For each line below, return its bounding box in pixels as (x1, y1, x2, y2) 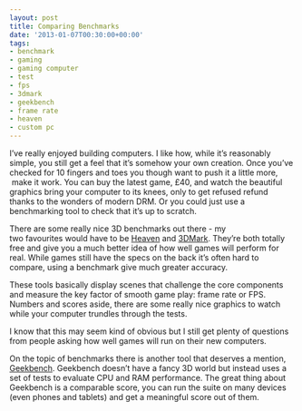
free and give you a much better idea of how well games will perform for (9, 242, 279, 253)
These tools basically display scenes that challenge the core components (9, 279, 284, 290)
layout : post (9, 13, 59, 23)
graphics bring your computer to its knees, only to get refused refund (9, 187, 269, 197)
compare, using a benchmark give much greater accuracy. (9, 262, 229, 272)
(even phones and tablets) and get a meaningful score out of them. (9, 392, 260, 402)
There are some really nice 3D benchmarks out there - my (9, 223, 227, 234)
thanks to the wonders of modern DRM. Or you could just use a (9, 196, 246, 207)
